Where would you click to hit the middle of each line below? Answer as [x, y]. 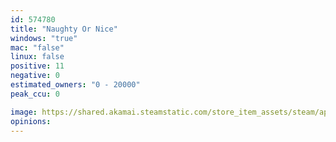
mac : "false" [37, 47]
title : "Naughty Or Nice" [64, 29]
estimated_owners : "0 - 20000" [75, 85]
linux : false [37, 57]
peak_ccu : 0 [35, 94]
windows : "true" [44, 38]
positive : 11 [37, 66]
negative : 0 [35, 76]
